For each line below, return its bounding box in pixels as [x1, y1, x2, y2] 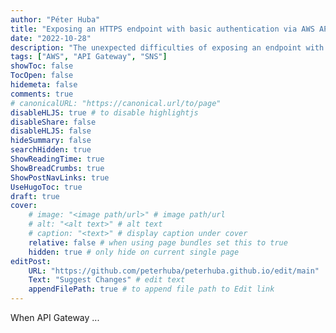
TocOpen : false [10, 71, 74, 81]
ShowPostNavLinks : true [10, 172, 110, 183]
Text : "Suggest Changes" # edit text [28, 275, 186, 285]
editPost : [10, 256, 52, 266]
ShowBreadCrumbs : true [10, 163, 105, 173]
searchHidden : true [10, 145, 92, 155]
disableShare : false [10, 117, 97, 127]
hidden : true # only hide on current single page [28, 247, 240, 257]
